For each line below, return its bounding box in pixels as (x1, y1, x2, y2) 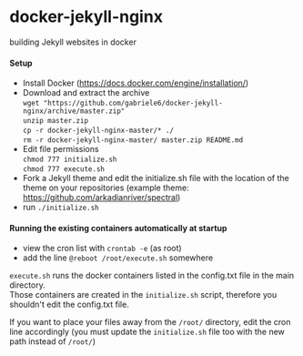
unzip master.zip (22, 117, 89, 126)
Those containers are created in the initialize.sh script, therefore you (9, 290, 278, 300)
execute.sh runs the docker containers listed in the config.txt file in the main (9, 270, 295, 281)
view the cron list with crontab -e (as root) (22, 243, 182, 254)
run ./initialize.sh (22, 202, 99, 213)
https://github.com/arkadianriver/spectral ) (22, 192, 181, 203)
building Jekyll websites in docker (9, 36, 136, 47)
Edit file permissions (22, 144, 99, 155)
